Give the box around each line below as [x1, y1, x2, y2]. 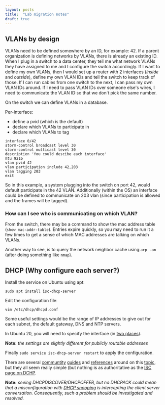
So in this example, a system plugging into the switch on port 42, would [5, 182, 150, 188]
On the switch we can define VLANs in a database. [5, 99, 108, 105]
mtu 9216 [5, 156, 23, 161]
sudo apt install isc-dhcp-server [5, 289, 76, 294]
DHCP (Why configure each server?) [5, 266, 120, 274]
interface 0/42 [5, 139, 36, 144]
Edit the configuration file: [5, 298, 58, 304]
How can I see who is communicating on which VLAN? [5, 210, 138, 217]
